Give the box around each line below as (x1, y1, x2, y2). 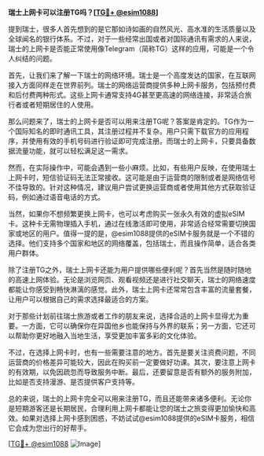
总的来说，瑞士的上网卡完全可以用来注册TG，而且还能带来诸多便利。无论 (8, 394, 245, 403)
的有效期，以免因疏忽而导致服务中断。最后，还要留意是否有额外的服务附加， (8, 367, 256, 377)
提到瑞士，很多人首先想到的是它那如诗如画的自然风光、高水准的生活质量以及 (8, 24, 256, 34)
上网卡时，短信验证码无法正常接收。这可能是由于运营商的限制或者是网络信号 (8, 173, 256, 182)
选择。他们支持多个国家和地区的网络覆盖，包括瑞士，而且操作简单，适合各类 (8, 239, 256, 248)
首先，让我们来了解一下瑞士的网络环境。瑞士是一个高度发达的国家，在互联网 (8, 71, 256, 79)
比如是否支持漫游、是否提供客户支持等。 (8, 377, 139, 386)
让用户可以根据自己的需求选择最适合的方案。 (8, 295, 153, 303)
